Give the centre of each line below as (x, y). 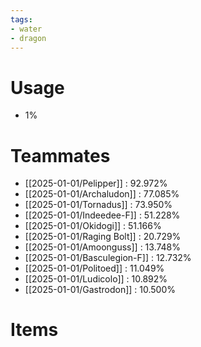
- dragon (28, 38)
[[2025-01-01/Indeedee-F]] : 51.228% (102, 215)
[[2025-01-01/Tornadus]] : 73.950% (98, 205)
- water (26, 29)
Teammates (60, 155)
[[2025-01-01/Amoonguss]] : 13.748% (103, 247)
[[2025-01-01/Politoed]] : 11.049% (94, 268)
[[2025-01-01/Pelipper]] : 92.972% (96, 183)
